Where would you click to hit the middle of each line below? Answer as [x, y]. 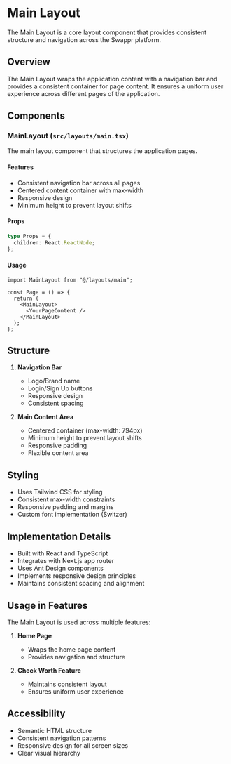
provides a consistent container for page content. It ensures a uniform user [115, 86]
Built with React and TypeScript [63, 553]
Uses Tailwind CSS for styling [60, 492]
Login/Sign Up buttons [60, 388]
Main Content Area [45, 417]
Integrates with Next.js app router [65, 561]
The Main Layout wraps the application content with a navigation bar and [112, 79]
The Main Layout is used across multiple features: [79, 622]
